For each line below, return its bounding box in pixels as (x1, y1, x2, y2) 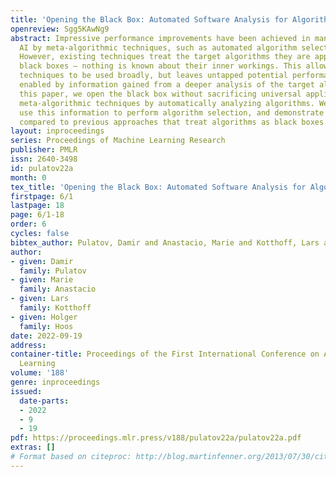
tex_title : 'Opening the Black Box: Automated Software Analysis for (10, 182, 307, 192)
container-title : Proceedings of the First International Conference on (10, 349, 320, 360)
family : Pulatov (19, 266, 87, 276)
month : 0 (10, 172, 47, 183)
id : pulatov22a (10, 163, 74, 173)
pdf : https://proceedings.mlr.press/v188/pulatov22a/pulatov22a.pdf (10, 433, 302, 443)
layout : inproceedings (10, 126, 105, 136)
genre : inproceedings (10, 377, 101, 387)
